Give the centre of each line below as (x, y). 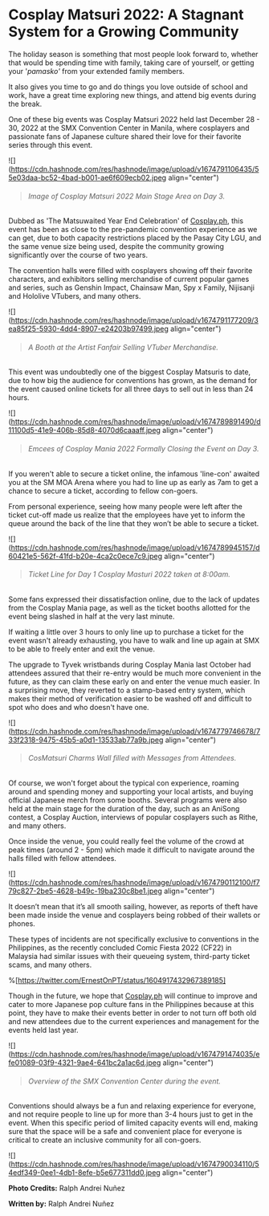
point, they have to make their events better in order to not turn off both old (132, 1013)
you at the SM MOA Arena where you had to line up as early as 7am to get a (133, 482)
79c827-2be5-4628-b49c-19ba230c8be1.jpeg (85, 891)
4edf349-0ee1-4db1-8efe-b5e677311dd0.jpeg (84, 1173)
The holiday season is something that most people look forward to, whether (133, 54)
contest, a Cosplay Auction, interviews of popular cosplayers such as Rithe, (133, 817)
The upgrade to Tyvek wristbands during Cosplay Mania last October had (130, 664)
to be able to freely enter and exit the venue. (82, 649)
